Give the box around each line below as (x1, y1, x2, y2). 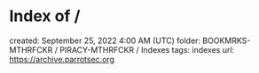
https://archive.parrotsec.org (9, 54, 115, 64)
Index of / (9, 6, 81, 26)
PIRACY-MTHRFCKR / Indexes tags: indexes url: (59, 44, 235, 55)
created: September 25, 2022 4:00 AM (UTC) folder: (9, 35, 201, 46)
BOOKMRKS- (202, 35, 251, 46)
